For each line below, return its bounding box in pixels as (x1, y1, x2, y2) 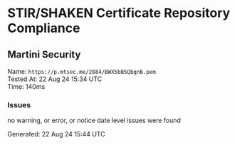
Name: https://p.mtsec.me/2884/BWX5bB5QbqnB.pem (7, 68, 157, 75)
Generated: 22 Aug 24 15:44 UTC (7, 130, 105, 139)
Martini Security (7, 48, 81, 60)
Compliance (7, 20, 80, 36)
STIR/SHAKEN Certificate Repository (7, 5, 231, 21)
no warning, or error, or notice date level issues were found (7, 116, 181, 125)
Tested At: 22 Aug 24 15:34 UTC (7, 75, 102, 83)
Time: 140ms (7, 82, 46, 90)
